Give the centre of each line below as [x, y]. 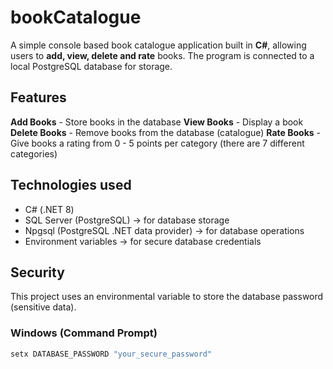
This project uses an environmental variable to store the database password [167, 297]
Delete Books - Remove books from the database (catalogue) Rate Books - [165, 132]
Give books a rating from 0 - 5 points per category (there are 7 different [157, 143]
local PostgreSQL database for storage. [91, 66]
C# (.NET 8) [49, 209]
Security [37, 272]
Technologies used [71, 185]
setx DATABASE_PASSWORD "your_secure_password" [111, 354]
